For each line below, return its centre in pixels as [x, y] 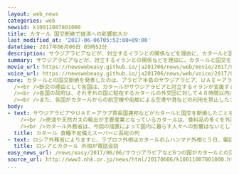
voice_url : [23, 73]
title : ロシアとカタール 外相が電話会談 [66, 147]
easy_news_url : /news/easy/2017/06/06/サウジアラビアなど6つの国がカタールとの [118, 153]
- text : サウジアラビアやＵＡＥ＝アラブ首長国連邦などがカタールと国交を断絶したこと [118, 113]
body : [15, 107]
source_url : [25, 160]
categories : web [31, 21]
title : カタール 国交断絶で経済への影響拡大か [68, 34]
